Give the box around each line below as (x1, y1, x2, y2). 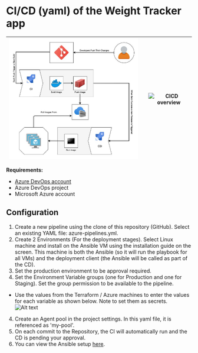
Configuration (6, 208, 59, 218)
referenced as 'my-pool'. (14, 321, 75, 329)
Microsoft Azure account (14, 190, 75, 197)
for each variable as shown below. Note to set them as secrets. (14, 297, 168, 305)
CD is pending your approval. (14, 334, 86, 341)
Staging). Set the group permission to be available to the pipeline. (14, 280, 174, 287)
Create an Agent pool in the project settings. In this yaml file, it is (14, 315, 172, 322)
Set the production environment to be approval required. (14, 267, 152, 274)
